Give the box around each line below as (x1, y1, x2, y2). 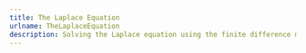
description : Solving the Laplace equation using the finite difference (9, 30, 291, 39)
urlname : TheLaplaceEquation (9, 22, 120, 31)
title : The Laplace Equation (9, 13, 120, 22)
